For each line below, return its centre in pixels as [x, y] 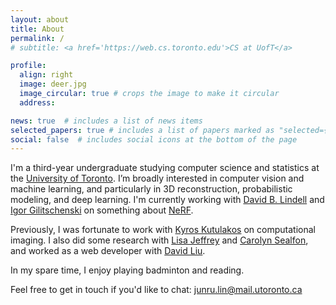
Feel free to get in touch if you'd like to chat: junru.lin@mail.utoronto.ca [156, 290]
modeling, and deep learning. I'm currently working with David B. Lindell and [167, 200]
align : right [46, 75]
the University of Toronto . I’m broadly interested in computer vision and [157, 178]
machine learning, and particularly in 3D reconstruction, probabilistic [151, 189]
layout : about [40, 19]
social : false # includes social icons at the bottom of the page [154, 139]
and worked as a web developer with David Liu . [108, 251]
